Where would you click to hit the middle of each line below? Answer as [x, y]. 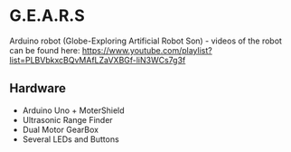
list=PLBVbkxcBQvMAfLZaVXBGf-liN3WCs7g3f [98, 60]
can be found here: [45, 50]
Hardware [38, 88]
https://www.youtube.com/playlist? [147, 50]
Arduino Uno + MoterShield [73, 110]
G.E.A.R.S [47, 16]
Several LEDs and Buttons [70, 139]
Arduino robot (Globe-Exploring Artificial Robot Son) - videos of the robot [146, 41]
